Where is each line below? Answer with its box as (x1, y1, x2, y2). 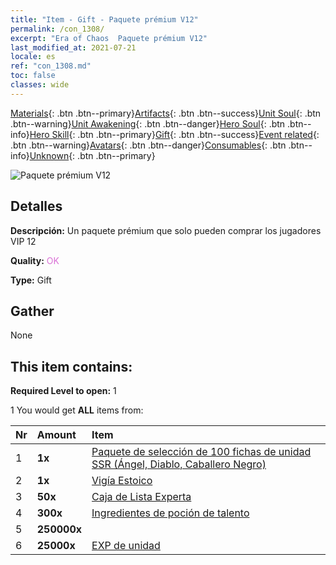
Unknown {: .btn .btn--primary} (29, 149, 156, 161)
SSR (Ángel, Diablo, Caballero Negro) (91, 457, 267, 471)
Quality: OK (10, 254, 60, 266)
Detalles (10, 198, 63, 215)
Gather (10, 302, 55, 320)
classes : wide (10, 80, 70, 90)
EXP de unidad (91, 539, 161, 553)
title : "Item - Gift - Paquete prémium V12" (10, 14, 199, 25)
